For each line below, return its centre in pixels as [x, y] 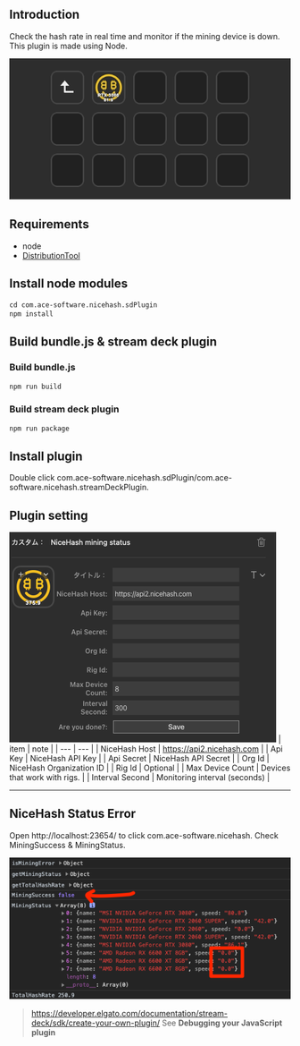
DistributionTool [51, 255]
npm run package [39, 429]
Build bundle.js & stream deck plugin [113, 341]
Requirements [49, 224]
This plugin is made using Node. [68, 46]
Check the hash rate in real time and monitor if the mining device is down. [145, 36]
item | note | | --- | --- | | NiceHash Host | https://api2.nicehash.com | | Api [146, 749]
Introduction [45, 15]
